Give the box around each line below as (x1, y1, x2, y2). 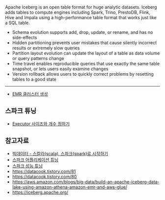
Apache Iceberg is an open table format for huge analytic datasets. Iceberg (5, 4, 157, 10)
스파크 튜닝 (5, 107, 37, 115)
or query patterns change (12, 56, 64, 61)
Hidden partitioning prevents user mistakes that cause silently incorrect (12, 40, 157, 46)
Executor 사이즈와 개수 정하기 (12, 120, 70, 127)
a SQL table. (5, 20, 30, 26)
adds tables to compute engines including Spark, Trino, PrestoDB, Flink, (5, 9, 151, 15)
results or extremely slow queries (12, 45, 80, 51)
